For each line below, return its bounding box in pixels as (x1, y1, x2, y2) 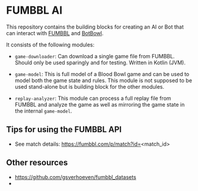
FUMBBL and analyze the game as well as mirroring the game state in (14, 101, 185, 108)
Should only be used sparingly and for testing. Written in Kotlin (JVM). (14, 59, 186, 66)
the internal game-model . (14, 107, 72, 114)
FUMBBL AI (6, 4, 63, 17)
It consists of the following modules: (6, 41, 95, 48)
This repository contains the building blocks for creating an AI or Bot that (6, 23, 184, 30)
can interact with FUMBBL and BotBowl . (6, 29, 104, 36)
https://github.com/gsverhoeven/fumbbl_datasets (14, 173, 136, 180)
